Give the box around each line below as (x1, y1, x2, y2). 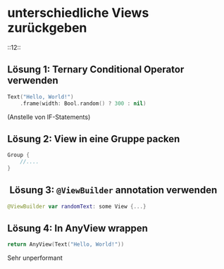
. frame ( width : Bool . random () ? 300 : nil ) (20, 100, 147, 107)
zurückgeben (7, 20, 87, 36)
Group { (7, 151, 30, 159)
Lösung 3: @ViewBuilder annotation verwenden (9, 184, 218, 196)
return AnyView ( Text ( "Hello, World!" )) (7, 241, 125, 248)
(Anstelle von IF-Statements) (7, 113, 91, 121)
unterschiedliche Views (7, 5, 149, 21)
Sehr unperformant (7, 254, 63, 262)
